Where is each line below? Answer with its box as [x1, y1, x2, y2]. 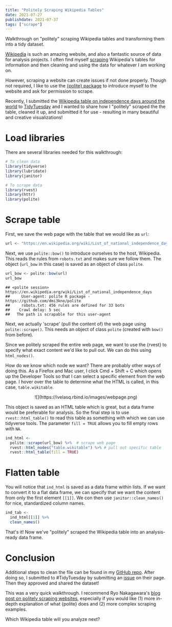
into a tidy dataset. [5, 41, 45, 48]
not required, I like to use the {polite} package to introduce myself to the [5, 83, 157, 89]
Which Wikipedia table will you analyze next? [5, 616, 100, 622]
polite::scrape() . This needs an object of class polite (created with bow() [5, 326, 164, 332]
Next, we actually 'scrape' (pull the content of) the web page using [5, 321, 146, 327]
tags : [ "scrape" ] [5, 21, 42, 27]
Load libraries [5, 132, 65, 144]
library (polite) [5, 197, 40, 202]
